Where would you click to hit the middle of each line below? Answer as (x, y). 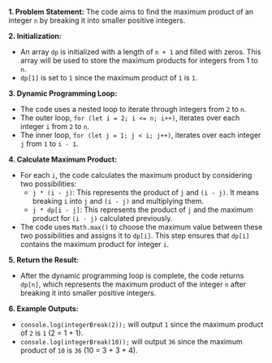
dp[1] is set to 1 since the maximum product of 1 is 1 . (109, 78)
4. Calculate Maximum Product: (63, 159)
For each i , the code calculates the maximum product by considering (136, 175)
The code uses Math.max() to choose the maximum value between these (141, 227)
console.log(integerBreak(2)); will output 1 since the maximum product (142, 324)
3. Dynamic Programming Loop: (63, 93)
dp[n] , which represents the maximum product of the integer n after (133, 284)
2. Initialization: (35, 36)
